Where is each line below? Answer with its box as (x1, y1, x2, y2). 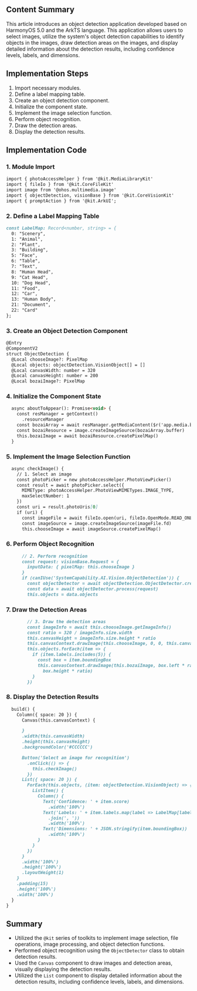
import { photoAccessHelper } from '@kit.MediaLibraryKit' (6, 176, 154, 182)
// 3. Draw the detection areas (27, 618, 107, 624)
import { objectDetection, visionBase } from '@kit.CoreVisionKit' (6, 192, 175, 198)
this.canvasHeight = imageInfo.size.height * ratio (27, 635, 157, 641)
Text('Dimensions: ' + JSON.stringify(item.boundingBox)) (43, 826, 188, 832)
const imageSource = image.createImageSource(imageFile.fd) (21, 520, 172, 526)
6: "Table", (11, 258, 41, 264)
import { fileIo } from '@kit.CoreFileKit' (6, 182, 114, 188)
